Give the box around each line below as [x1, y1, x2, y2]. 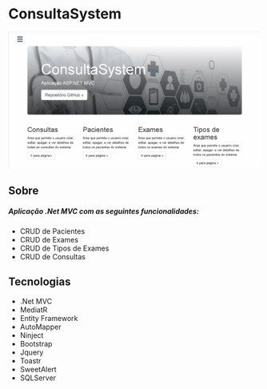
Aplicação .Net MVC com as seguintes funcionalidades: [8, 206, 200, 216]
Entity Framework [19, 313, 78, 323]
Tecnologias [8, 275, 71, 289]
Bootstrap [19, 339, 53, 348]
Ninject [19, 330, 44, 340]
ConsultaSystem [8, 5, 122, 23]
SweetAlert [19, 364, 58, 374]
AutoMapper [19, 322, 62, 331]
